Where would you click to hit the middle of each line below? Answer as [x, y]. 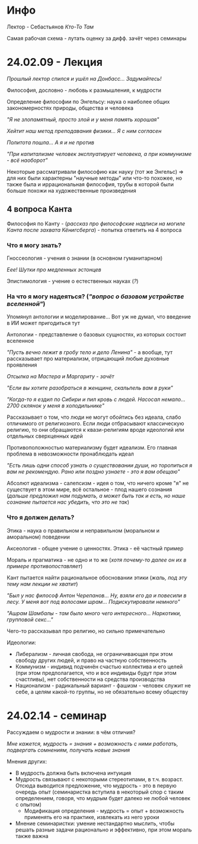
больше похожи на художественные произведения [72, 190]
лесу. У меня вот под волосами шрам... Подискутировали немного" [93, 601]
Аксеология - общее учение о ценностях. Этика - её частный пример [95, 548]
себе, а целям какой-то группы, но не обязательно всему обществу [102, 692]
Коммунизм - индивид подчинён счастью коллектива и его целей [99, 666]
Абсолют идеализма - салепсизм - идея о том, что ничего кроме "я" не [98, 483]
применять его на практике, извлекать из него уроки [92, 817]
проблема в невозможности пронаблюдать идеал [70, 454]
